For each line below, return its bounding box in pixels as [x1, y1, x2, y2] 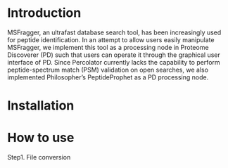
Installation [7, 98, 75, 114]
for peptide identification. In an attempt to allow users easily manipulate [7, 35, 215, 44]
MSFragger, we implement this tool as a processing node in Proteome [7, 43, 209, 51]
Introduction [7, 5, 82, 21]
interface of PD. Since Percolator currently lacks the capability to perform [7, 58, 220, 66]
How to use [7, 130, 75, 146]
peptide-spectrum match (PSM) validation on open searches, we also [7, 65, 209, 74]
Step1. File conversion [7, 153, 71, 162]
